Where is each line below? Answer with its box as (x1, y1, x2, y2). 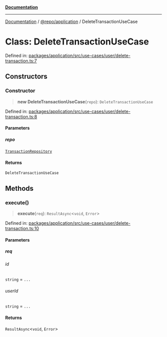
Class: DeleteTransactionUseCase (5, 36, 149, 47)
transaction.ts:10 (5, 226, 39, 232)
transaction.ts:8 (5, 113, 37, 119)
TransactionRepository (5, 149, 52, 154)
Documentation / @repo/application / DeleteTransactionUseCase (5, 18, 138, 24)
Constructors (5, 72, 48, 81)
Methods (5, 184, 34, 193)
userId (5, 288, 18, 294)
